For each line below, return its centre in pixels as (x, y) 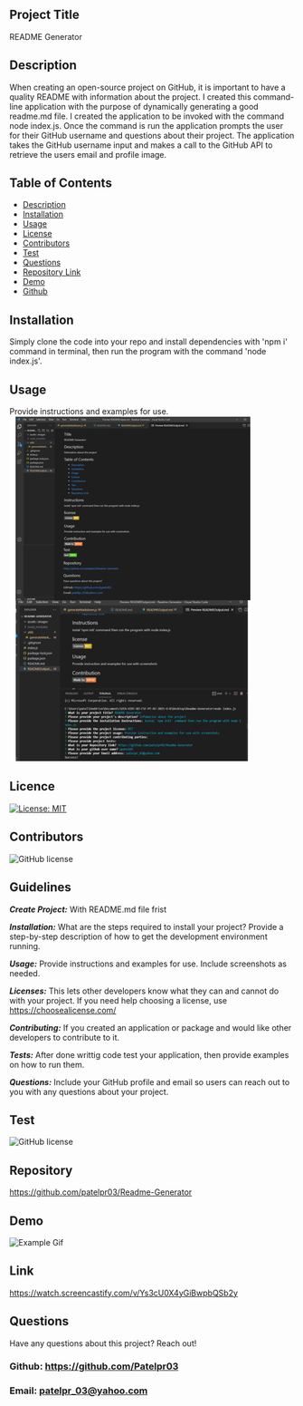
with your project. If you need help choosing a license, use (118, 1000)
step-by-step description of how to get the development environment (139, 936)
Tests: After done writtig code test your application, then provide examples (149, 1054)
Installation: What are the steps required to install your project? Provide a (147, 926)
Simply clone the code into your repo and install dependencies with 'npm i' (148, 342)
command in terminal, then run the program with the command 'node (138, 352)
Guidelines (40, 887)
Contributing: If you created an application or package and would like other (151, 1027)
